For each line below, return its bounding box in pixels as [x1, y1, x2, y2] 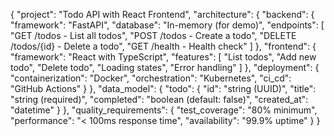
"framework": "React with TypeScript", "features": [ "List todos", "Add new [10, 51, 317, 63]
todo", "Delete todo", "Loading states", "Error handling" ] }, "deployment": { [10, 62, 320, 73]
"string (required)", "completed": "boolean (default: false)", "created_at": [10, 94, 309, 105]
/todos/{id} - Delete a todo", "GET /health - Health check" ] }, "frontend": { [10, 40, 317, 52]
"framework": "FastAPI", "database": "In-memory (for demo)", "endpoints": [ [10, 19, 325, 31]
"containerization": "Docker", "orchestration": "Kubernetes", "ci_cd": [10, 72, 292, 84]
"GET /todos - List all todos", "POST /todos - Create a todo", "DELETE [10, 30, 297, 41]
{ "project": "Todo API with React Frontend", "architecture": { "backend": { [10, 9, 315, 20]
